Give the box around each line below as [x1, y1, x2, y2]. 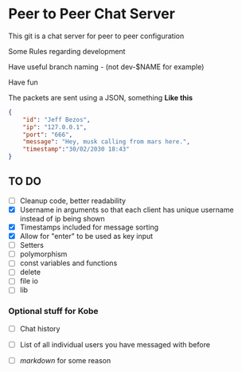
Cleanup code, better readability [19, 196, 126, 206]
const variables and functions [19, 258, 118, 268]
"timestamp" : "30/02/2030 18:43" [22, 145, 130, 154]
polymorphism [19, 249, 68, 259]
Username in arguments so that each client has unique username [19, 205, 234, 214]
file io [19, 276, 38, 286]
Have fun [8, 77, 38, 87]
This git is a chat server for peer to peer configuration [8, 31, 185, 41]
